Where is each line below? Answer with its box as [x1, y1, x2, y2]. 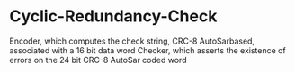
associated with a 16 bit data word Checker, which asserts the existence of [9, 44, 286, 55]
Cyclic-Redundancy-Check [9, 6, 218, 27]
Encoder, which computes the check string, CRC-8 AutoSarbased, [9, 36, 255, 46]
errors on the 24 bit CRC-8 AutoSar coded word [9, 54, 187, 65]
